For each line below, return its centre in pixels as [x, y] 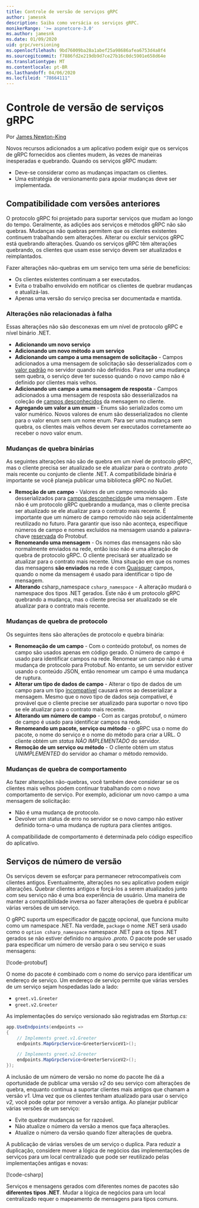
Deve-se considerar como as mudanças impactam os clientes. [91, 173]
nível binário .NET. [29, 333]
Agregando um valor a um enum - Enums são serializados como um [99, 408]
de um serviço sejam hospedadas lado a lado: [62, 986]
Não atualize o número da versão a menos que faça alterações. [92, 1126]
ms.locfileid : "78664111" [38, 78]
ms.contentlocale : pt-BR [37, 67]
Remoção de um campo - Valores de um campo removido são [91, 492]
